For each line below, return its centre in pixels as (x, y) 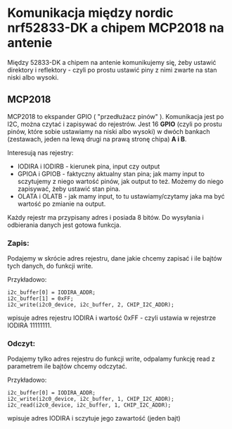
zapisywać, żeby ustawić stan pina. (69, 189)
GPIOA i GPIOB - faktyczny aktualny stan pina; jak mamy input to (111, 173)
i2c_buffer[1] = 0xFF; (40, 299)
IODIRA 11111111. (30, 325)
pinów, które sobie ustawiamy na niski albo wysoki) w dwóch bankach (109, 131)
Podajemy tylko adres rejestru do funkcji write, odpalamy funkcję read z (111, 359)
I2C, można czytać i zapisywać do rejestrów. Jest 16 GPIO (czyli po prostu (115, 124)
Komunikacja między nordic (90, 13)
